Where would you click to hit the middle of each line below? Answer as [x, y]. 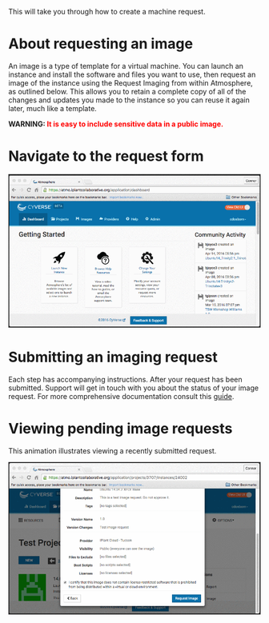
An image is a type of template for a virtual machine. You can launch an [126, 66]
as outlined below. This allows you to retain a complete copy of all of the [127, 91]
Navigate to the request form [106, 156]
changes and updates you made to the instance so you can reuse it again [129, 100]
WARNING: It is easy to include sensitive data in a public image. [116, 124]
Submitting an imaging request [113, 357]
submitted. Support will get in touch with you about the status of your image [133, 388]
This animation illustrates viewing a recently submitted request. [112, 450]
